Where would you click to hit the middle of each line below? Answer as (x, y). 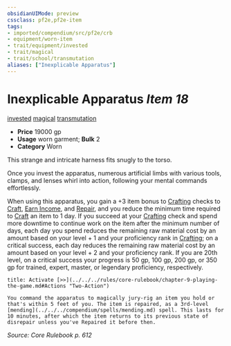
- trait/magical (30, 52)
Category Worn (39, 146)
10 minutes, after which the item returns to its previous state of (108, 316)
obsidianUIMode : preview (43, 13)
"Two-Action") (89, 286)
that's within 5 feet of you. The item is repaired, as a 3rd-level (108, 304)
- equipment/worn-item (40, 39)
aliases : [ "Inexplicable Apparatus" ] (62, 65)
